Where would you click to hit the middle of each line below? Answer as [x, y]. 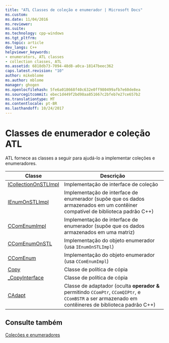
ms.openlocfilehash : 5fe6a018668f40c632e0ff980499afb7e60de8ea [73, 90]
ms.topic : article [24, 43]
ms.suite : [16, 29]
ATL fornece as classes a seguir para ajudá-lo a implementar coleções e [80, 158]
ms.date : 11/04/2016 [27, 19]
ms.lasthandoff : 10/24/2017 [35, 108]
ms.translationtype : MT [30, 99]
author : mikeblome [24, 76]
